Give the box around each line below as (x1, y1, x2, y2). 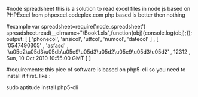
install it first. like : (6, 73, 51, 79)
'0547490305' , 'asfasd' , (6, 42, 69, 49)
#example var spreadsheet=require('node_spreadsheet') (6, 23, 146, 30)
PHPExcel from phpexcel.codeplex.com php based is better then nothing (6, 11, 185, 18)
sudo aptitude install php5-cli (6, 84, 78, 91)
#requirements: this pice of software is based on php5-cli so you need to (6, 66, 186, 73)
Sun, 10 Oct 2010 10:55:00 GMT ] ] (6, 55, 92, 61)
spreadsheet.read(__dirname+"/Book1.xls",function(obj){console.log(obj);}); (6, 29, 193, 36)
